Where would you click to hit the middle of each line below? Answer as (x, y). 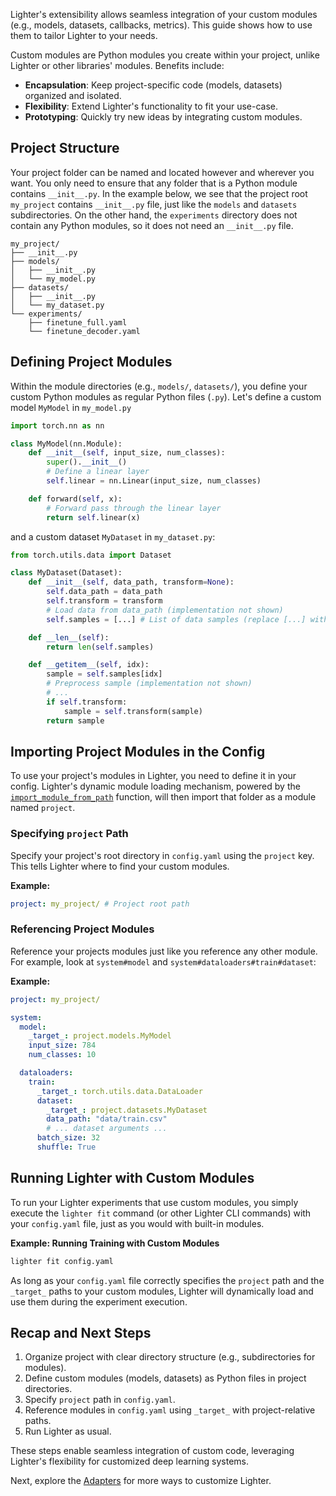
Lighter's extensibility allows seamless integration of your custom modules (164, 14)
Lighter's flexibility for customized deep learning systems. (130, 1461)
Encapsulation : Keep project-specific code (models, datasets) (153, 85)
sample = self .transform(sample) (133, 711)
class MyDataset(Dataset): (66, 573)
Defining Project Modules (91, 362)
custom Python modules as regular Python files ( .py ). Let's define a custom (166, 396)
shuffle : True (66, 1147)
